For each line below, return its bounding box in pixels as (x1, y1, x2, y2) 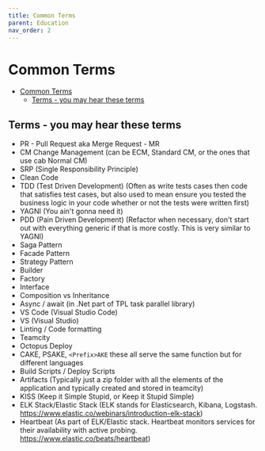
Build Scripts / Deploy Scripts (19, 366, 115, 376)
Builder (19, 266, 44, 275)
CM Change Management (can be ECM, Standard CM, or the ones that (19, 147, 251, 157)
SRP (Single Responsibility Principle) (19, 164, 138, 174)
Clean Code (19, 173, 59, 182)
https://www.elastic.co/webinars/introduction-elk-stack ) (19, 409, 203, 419)
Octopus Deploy (19, 342, 73, 351)
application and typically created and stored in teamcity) (19, 384, 204, 393)
